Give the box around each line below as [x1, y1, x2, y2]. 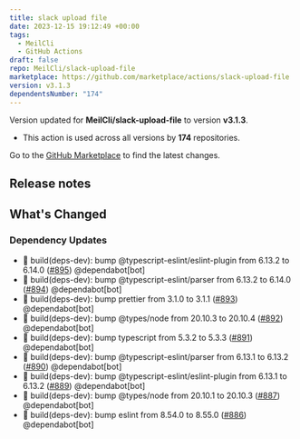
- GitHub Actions [17, 47, 83, 56]
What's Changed [9, 206, 107, 223]
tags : [9, 30, 30, 39]
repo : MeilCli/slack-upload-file [9, 65, 136, 74]
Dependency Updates [9, 234, 107, 246]
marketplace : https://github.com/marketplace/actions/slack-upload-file [9, 73, 290, 82]
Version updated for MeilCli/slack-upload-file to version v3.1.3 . [9, 115, 249, 125]
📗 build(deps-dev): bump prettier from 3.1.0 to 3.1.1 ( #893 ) [22, 293, 238, 304]
